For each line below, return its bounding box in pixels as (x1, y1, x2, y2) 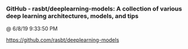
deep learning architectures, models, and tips (6, 12, 139, 20)
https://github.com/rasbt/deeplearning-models (6, 37, 119, 44)
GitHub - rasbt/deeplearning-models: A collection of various (6, 5, 182, 13)
